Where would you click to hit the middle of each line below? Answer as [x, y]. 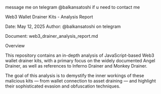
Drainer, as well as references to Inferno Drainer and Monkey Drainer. [76, 66]
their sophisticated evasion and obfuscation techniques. [63, 86]
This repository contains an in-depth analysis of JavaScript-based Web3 [80, 55]
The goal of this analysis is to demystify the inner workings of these [75, 76]
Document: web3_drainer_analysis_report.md [52, 36]
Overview [15, 46]
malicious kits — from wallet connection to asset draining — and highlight [80, 81]
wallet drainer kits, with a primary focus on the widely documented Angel [80, 61]
